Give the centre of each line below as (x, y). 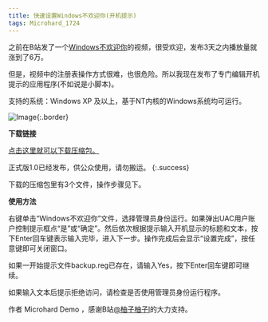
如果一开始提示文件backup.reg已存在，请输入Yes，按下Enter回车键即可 (126, 265)
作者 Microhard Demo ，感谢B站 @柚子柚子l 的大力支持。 (100, 309)
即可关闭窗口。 (47, 248)
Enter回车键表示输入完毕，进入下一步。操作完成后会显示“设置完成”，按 (132, 238)
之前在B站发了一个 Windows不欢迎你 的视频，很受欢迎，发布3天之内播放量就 (133, 47)
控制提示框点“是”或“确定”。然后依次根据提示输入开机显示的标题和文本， (133, 228)
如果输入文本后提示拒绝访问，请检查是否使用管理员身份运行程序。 (116, 292)
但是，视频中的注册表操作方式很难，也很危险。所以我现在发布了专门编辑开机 (134, 74)
